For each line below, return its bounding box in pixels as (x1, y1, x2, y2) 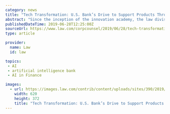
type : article (5, 31, 35, 36)
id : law (10, 49, 26, 55)
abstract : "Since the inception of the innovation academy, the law (5, 17, 153, 22)
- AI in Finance (7, 73, 42, 78)
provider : (5, 40, 26, 46)
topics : (5, 59, 22, 64)
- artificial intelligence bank (7, 68, 76, 73)
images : (5, 82, 22, 87)
